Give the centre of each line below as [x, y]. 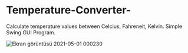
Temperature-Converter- [69, 10]
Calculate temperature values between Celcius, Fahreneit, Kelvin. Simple [94, 26]
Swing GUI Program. [31, 32]
